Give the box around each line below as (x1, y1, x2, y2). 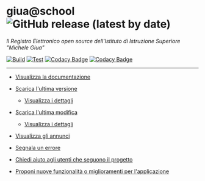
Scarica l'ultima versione (15, 85, 77, 92)
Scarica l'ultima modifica (15, 108, 78, 116)
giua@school (6, 4, 75, 18)
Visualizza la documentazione (15, 73, 91, 80)
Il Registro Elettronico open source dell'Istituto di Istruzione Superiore (6, 37, 181, 44)
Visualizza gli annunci (15, 132, 70, 140)
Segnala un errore (15, 144, 61, 151)
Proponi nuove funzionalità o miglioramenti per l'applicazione (15, 168, 170, 175)
